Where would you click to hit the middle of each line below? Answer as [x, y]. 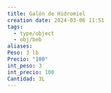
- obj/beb [28, 40]
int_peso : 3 [24, 66]
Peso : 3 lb [23, 53]
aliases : [20, 46]
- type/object [34, 33]
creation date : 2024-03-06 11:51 [56, 20]
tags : [15, 27]
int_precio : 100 [31, 72]
